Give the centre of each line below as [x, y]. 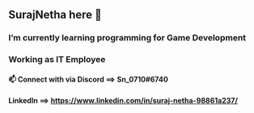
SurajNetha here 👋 [55, 15]
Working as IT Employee [57, 60]
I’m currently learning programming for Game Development [127, 38]
